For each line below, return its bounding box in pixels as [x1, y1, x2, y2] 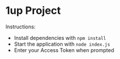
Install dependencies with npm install [13, 34, 107, 41]
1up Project [5, 4, 61, 17]
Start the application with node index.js [13, 40, 111, 47]
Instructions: [5, 23, 36, 30]
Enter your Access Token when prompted [13, 46, 115, 53]
